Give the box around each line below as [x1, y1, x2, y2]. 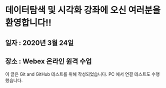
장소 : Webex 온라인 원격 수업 [5, 57, 92, 65]
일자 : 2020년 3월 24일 [5, 38, 74, 47]
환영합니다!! [5, 17, 51, 28]
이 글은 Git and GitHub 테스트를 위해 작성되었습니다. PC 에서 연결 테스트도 [5, 71, 151, 77]
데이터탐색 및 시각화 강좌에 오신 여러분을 [5, 4, 161, 16]
